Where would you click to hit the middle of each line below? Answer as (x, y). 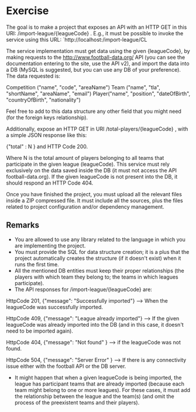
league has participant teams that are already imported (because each (99, 384)
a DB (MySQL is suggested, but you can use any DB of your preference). (94, 69)
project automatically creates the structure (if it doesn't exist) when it (98, 258)
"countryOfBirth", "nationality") (43, 100)
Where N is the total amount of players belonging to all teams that (85, 158)
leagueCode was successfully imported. (55, 307)
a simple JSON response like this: (47, 135)
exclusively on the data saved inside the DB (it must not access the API (92, 170)
